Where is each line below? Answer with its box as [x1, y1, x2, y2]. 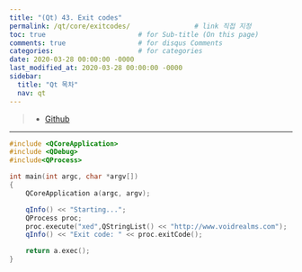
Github [44, 113, 70, 124]
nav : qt [17, 88, 47, 97]
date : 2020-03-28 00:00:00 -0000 [9, 55, 135, 64]
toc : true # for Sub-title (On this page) [9, 30, 259, 39]
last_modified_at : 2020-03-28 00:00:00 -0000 [9, 64, 182, 73]
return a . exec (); [25, 247, 91, 256]
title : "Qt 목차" [17, 80, 79, 89]
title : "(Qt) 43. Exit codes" [9, 13, 123, 23]
